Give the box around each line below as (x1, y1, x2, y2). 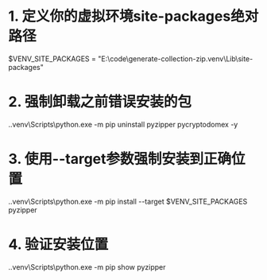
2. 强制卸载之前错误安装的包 (8, 93, 192, 111)
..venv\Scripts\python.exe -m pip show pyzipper (8, 262, 166, 271)
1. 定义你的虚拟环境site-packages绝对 (8, 7, 259, 25)
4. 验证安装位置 (8, 235, 109, 253)
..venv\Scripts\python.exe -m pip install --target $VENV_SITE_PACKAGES (8, 196, 248, 206)
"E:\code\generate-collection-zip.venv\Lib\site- (98, 53, 253, 64)
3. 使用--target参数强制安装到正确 (8, 150, 232, 168)
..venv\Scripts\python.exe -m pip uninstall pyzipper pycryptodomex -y (8, 119, 238, 129)
